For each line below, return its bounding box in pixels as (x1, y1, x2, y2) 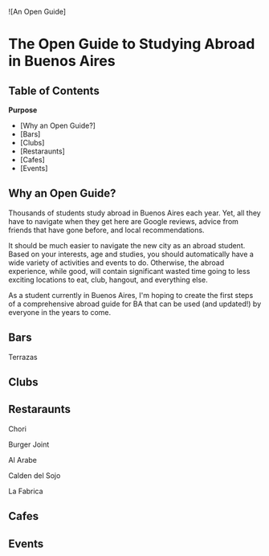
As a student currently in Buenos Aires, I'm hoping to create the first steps (8, 290, 254, 300)
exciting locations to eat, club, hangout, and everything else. (8, 275, 209, 284)
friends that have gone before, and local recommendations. (8, 225, 205, 235)
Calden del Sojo (8, 470, 61, 480)
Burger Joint (8, 439, 50, 449)
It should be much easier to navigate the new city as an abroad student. (8, 240, 246, 250)
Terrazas (8, 352, 38, 362)
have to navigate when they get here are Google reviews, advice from (8, 216, 239, 226)
